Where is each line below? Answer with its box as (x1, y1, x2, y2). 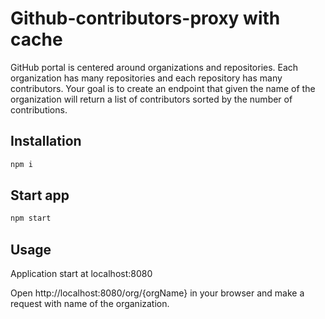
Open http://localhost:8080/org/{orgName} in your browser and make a (10, 287, 305, 299)
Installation (10, 133, 82, 150)
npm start (10, 213, 52, 224)
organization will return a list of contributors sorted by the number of (10, 93, 293, 105)
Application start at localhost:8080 (10, 268, 153, 280)
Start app (10, 187, 70, 204)
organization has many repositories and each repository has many (10, 72, 283, 84)
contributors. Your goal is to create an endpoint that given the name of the (10, 82, 316, 94)
